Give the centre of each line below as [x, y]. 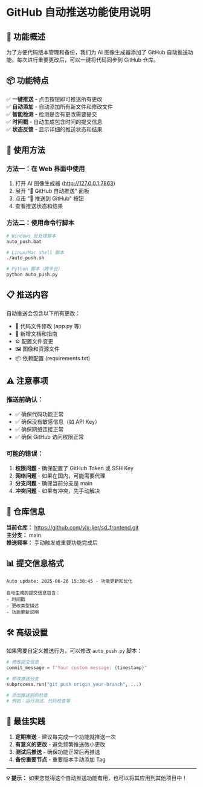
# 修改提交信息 [23, 662]
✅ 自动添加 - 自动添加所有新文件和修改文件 [60, 106]
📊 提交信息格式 [35, 564]
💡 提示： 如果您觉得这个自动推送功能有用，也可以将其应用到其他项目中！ [97, 778]
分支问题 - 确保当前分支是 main [53, 483]
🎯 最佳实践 [26, 721]
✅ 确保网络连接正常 [39, 429]
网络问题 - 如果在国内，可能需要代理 [60, 476]
